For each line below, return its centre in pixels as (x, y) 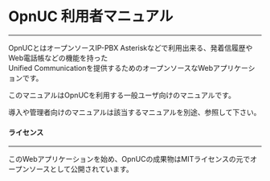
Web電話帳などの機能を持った (58, 58)
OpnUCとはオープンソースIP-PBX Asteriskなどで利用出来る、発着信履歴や (131, 47)
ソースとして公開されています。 (82, 169)
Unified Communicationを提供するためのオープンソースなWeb (111, 68)
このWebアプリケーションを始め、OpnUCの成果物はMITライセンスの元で (129, 159)
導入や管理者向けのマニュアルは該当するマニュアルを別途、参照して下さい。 (135, 112)
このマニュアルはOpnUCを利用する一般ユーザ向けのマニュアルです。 (122, 95)
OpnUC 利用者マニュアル (91, 16)
